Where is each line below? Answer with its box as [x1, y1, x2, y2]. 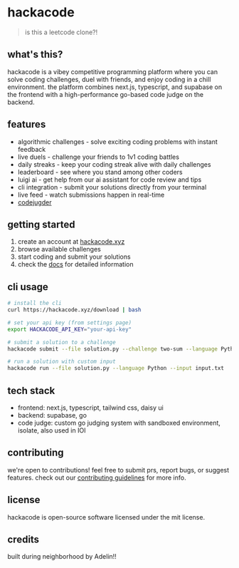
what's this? [7, 48, 63, 61]
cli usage [7, 281, 48, 293]
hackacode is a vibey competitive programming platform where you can [7, 67, 218, 76]
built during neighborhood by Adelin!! [7, 552, 117, 561]
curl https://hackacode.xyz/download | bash [7, 306, 142, 314]
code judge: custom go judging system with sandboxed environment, [17, 418, 221, 427]
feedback [17, 145, 46, 153]
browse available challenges [17, 245, 102, 254]
